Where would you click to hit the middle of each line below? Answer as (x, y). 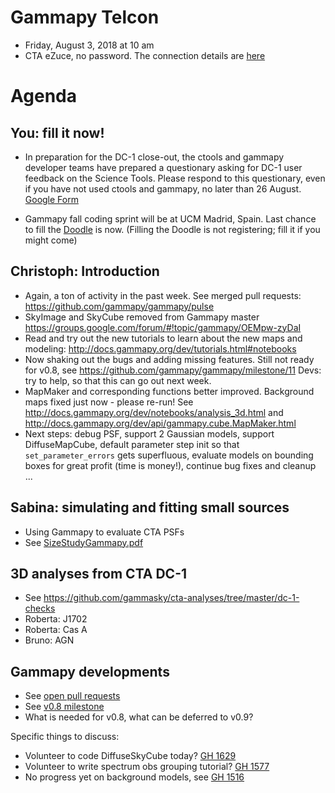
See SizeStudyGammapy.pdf (84, 542)
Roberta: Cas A (56, 630)
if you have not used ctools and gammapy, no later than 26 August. (163, 188)
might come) (51, 240)
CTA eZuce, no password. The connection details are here (145, 55)
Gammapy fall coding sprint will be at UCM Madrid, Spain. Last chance (170, 218)
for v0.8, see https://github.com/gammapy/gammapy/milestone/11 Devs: (173, 370)
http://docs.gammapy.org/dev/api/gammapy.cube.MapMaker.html (160, 423)
